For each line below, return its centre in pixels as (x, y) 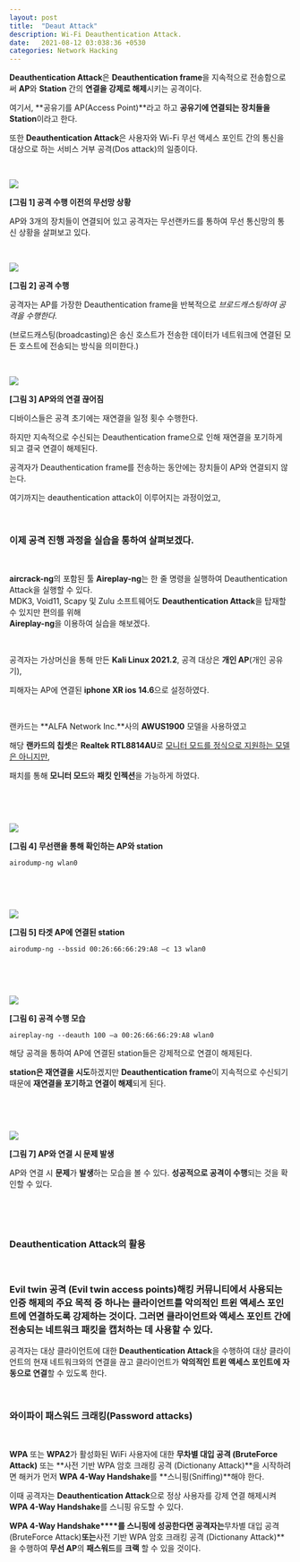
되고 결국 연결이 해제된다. (54, 448)
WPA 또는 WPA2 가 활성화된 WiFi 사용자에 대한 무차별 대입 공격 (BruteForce (144, 1455)
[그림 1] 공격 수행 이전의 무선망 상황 (70, 202)
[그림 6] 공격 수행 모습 (47, 1019)
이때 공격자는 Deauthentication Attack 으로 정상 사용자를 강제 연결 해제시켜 (143, 1496)
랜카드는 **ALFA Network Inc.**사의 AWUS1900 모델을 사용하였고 (128, 727)
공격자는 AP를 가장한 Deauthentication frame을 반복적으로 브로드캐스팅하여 (143, 304)
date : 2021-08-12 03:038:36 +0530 (77, 43)
